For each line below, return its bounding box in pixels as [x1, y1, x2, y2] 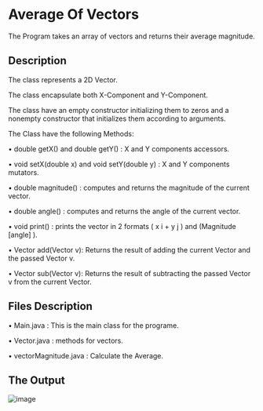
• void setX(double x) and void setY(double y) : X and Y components [8, 159, 230, 169]
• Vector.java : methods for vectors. [8, 336, 124, 345]
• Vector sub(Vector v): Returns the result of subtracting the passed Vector [8, 268, 251, 278]
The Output [8, 373, 65, 387]
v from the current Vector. [8, 277, 92, 286]
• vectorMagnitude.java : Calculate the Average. [8, 351, 163, 360]
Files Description [8, 300, 93, 313]
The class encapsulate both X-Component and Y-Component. [8, 90, 208, 100]
